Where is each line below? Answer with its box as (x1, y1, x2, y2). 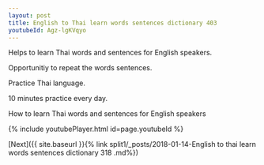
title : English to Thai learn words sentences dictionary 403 (8, 19, 217, 27)
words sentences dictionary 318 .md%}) (8, 148, 139, 158)
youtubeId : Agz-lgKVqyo (8, 26, 87, 34)
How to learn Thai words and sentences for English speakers (8, 109, 207, 118)
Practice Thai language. (8, 78, 85, 88)
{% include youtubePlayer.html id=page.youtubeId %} (8, 124, 184, 134)
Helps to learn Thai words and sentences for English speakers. (8, 48, 213, 58)
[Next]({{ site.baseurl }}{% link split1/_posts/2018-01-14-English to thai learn (8, 140, 257, 149)
